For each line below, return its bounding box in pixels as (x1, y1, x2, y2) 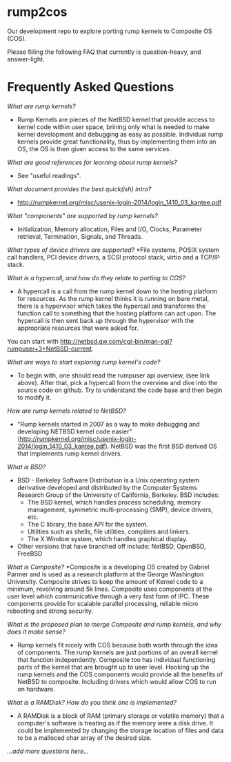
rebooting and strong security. (7, 607, 93, 615)
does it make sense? (7, 627, 66, 636)
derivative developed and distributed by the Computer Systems (17, 483, 198, 491)
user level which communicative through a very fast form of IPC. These (7, 592, 210, 600)
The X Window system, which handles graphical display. (27, 534, 188, 543)
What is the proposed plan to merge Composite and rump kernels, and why (7, 620, 222, 628)
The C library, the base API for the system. (27, 520, 148, 528)
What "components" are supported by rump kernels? (7, 211, 159, 219)
